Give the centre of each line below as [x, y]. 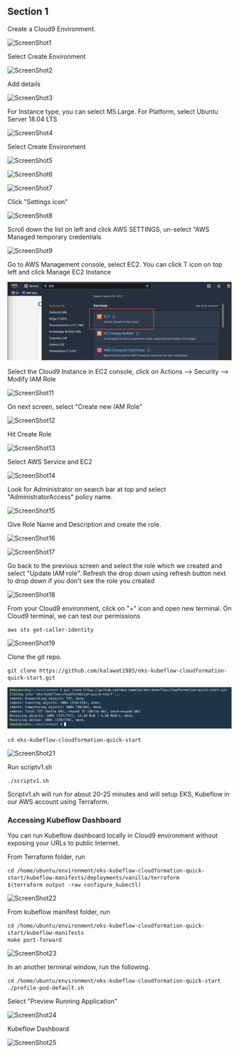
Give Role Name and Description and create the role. [84, 524]
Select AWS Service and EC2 [50, 461]
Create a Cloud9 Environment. [52, 28]
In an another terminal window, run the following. [79, 967]
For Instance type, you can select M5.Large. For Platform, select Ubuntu [113, 111]
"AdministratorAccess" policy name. [60, 496]
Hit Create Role [30, 434]
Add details [24, 84]
